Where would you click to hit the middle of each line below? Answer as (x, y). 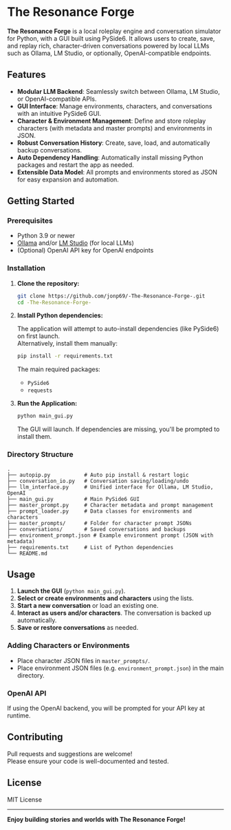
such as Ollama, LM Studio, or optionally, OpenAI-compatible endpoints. (109, 53)
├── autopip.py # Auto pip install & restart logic (98, 475)
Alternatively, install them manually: (67, 344)
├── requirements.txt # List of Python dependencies (90, 547)
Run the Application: (47, 404)
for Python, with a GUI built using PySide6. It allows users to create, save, (111, 38)
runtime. (19, 715)
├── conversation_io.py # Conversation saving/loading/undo (98, 481)
